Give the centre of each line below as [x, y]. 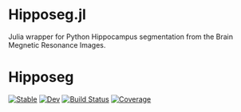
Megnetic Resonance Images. [57, 44]
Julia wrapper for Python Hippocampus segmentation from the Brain [121, 37]
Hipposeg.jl [47, 15]
